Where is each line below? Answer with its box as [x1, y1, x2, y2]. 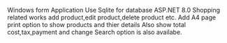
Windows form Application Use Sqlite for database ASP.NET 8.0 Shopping [7, 6, 221, 14]
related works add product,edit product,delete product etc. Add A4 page [7, 13, 217, 21]
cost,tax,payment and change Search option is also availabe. [7, 28, 183, 36]
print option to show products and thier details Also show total [7, 21, 186, 28]
